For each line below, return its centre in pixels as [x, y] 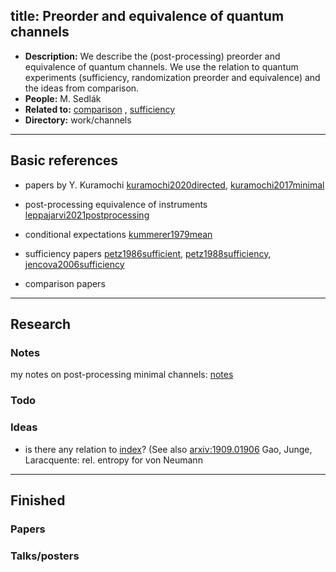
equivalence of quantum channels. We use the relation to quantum [161, 66]
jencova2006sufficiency [74, 264]
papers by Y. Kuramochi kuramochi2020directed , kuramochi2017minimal [174, 185]
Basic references [64, 160]
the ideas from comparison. [82, 88]
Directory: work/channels [78, 120]
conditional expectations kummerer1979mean [118, 234]
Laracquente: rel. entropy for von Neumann [113, 460]
